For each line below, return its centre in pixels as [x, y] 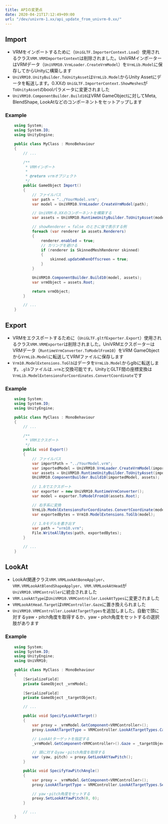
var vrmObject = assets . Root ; [63, 282]
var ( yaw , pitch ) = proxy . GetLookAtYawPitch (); [82, 757]
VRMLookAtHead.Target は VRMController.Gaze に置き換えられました [79, 604]
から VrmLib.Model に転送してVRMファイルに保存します [68, 357]
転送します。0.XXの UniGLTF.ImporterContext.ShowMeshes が [87, 83]
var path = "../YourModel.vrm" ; [65, 199]
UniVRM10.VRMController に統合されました [55, 592]
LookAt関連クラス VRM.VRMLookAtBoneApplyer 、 [60, 579]
